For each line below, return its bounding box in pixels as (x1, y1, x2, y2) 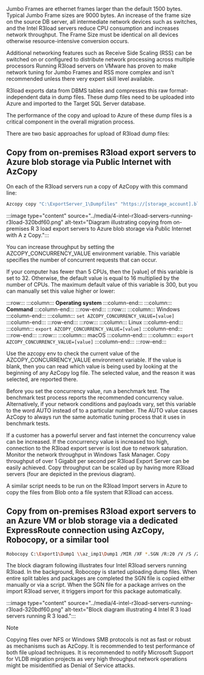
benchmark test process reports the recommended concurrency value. (6, 394, 184, 401)
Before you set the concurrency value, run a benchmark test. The (6, 387, 170, 394)
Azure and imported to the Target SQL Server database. (6, 100, 146, 107)
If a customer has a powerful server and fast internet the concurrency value (6, 432, 196, 439)
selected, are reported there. (6, 376, 78, 383)
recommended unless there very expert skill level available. (6, 75, 155, 82)
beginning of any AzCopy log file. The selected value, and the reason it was (6, 369, 195, 376)
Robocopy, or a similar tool (6, 535, 109, 545)
